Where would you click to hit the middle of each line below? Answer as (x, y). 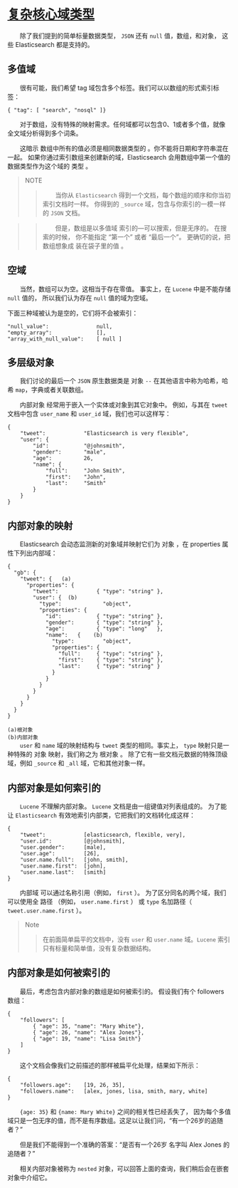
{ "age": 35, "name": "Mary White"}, (88, 1026)
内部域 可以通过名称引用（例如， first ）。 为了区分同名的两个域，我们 (123, 892)
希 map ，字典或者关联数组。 (47, 390)
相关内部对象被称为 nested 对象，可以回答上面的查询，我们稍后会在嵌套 (125, 1168)
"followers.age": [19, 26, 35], (73, 1085)
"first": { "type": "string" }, (110, 660)
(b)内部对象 (23, 738)
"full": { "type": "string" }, (110, 654)
